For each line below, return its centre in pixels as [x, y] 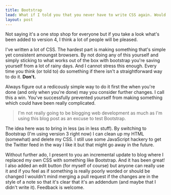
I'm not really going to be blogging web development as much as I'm [90, 113]
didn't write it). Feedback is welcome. [45, 187]
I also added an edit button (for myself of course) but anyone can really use [85, 166]
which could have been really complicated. [50, 103]
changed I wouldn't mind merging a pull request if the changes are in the [82, 177]
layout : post [19, 19]
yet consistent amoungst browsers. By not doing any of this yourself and [82, 55]
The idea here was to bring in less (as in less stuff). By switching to [76, 128]
